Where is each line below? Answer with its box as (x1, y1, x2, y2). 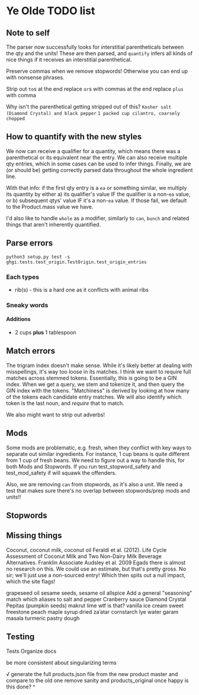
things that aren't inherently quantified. (6, 221, 101, 228)
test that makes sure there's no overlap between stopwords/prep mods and (6, 487, 190, 494)
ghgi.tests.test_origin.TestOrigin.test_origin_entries (6, 259, 147, 265)
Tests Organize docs (6, 648, 57, 655)
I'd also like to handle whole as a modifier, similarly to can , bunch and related (6, 215, 190, 222)
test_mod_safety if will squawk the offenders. (6, 469, 117, 476)
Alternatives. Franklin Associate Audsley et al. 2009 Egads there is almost (6, 559, 186, 566)
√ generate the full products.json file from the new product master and (6, 670, 178, 677)
